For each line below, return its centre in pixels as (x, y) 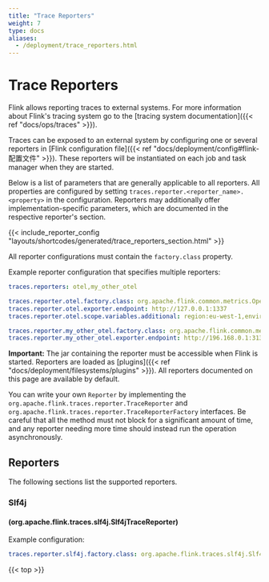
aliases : (23, 38)
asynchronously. (36, 438)
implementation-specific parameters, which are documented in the (118, 209)
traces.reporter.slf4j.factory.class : (73, 555)
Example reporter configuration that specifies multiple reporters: (114, 272)
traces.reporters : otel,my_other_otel (73, 287)
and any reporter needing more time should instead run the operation (122, 429)
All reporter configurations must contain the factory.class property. (121, 257)
